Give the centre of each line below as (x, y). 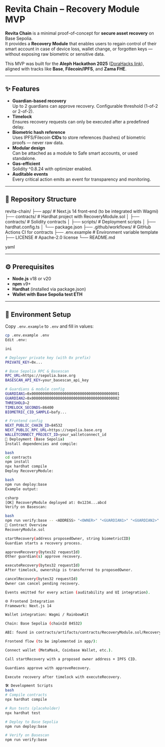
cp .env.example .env (27, 336)
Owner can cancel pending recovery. (42, 583)
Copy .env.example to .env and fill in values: (50, 326)
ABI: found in (20, 633)
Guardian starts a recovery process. (44, 543)
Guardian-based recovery (39, 101)
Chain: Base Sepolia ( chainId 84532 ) (44, 623)
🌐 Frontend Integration (30, 601)
